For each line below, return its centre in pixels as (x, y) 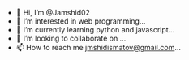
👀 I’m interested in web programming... (81, 21)
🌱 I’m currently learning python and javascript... (95, 30)
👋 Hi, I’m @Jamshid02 (53, 13)
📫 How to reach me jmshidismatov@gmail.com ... (98, 47)
